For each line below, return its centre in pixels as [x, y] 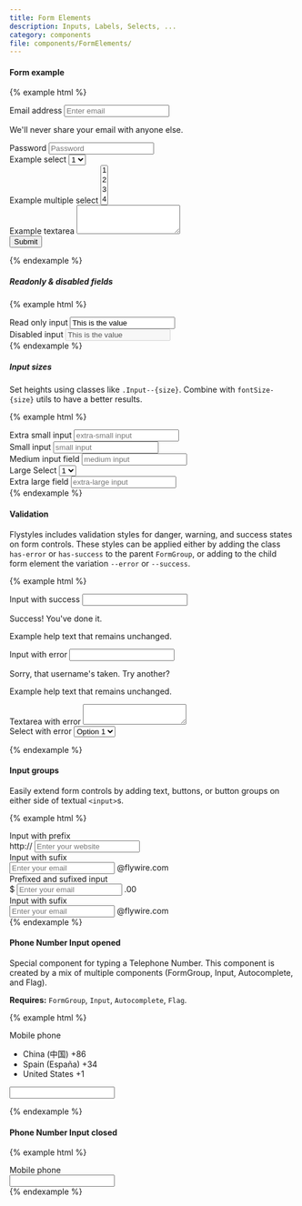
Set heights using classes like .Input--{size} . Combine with [122, 390]
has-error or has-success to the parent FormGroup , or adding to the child [143, 553]
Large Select [33, 470]
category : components [50, 35]
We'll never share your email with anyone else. [96, 130]
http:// [21, 846]
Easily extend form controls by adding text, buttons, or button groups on [145, 790]
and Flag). [28, 982]
